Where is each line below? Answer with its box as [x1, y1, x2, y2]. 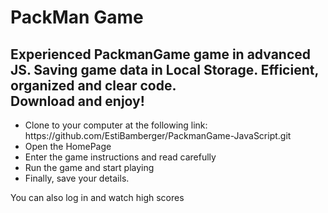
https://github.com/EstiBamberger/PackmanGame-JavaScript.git [24, 130, 292, 141]
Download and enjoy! [10, 92, 145, 110]
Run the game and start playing [24, 162, 155, 173]
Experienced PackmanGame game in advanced [10, 46, 312, 63]
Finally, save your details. [24, 172, 130, 184]
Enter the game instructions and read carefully [24, 151, 217, 163]
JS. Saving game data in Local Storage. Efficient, [10, 61, 319, 78]
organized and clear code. [10, 77, 177, 94]
